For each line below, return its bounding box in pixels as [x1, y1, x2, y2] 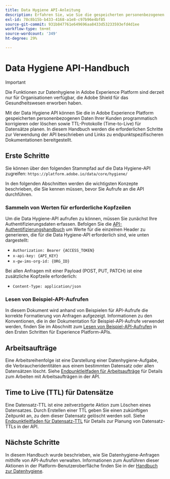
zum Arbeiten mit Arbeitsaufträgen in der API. [5, 374, 100, 380]
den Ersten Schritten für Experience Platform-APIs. [5, 329, 112, 335]
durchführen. [5, 191, 33, 197]
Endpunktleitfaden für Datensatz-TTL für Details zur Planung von [5, 418, 141, 424]
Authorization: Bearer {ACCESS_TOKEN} [12, 248, 95, 253]
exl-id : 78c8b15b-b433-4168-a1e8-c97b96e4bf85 [5, 17, 106, 22]
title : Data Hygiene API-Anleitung [5, 7, 81, 13]
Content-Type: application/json [12, 284, 81, 289]
